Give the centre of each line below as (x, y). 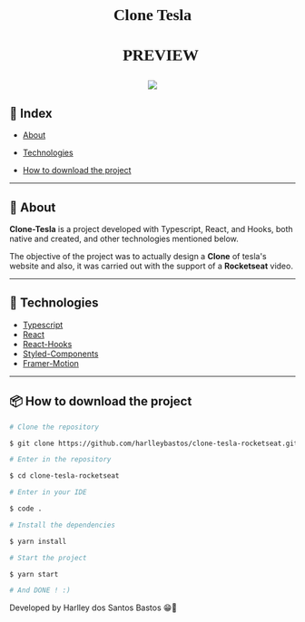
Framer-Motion (51, 363)
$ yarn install (38, 541)
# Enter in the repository (60, 460)
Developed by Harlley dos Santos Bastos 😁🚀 (93, 607)
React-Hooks (47, 344)
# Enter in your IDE (49, 492)
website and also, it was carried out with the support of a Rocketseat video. (151, 266)
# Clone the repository (54, 427)
